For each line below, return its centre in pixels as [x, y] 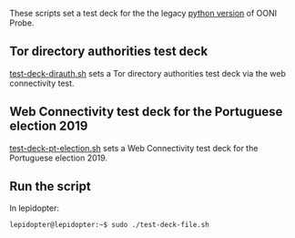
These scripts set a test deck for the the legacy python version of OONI [143, 13]
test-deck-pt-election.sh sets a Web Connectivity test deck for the [134, 148]
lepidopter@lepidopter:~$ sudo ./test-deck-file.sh [109, 225]
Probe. [22, 23]
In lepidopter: [34, 208]
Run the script [50, 186]
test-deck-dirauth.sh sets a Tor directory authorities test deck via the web [148, 73]
